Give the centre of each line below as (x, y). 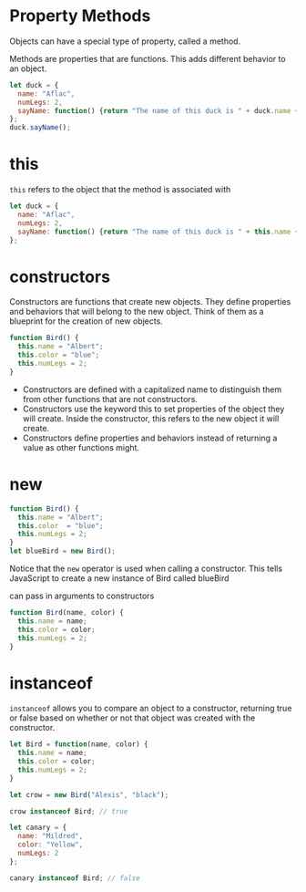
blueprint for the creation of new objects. (87, 321)
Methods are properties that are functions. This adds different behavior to (148, 58)
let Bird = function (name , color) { (79, 744)
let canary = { (38, 828)
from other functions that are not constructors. (110, 399)
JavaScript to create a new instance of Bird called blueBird (119, 578)
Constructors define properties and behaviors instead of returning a (150, 438)
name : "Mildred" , (51, 836)
